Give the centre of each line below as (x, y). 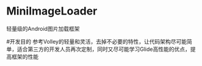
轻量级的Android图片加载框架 (43, 28)
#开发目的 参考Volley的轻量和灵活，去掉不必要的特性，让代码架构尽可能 (97, 41)
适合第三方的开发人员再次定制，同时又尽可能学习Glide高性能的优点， (103, 49)
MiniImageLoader (52, 11)
